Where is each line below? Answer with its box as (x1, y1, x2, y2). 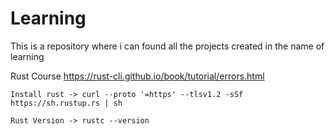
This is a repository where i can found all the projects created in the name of (10, 40, 325, 52)
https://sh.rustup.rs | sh (10, 98, 123, 108)
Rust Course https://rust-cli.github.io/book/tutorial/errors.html (10, 70, 265, 82)
